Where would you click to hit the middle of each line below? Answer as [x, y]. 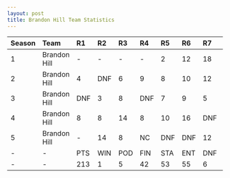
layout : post [26, 13]
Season [23, 43]
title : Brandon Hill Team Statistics [61, 20]
